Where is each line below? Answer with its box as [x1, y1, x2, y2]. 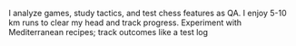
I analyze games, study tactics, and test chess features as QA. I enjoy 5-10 [8, 8, 287, 18]
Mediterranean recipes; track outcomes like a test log [8, 27, 209, 37]
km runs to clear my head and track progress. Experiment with [8, 17, 242, 28]
